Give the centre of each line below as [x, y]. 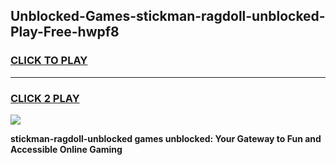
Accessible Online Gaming [66, 149]
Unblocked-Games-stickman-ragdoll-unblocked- [168, 16]
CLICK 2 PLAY [45, 98]
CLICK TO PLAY [49, 61]
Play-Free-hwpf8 [65, 32]
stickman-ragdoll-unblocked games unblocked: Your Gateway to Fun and [166, 138]
